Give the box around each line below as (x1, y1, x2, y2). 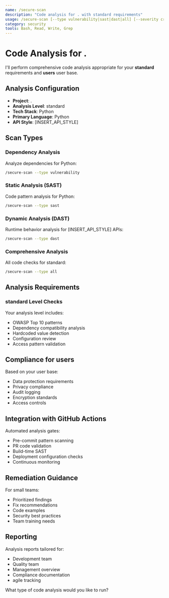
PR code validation (12, 443, 52, 449)
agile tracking (12, 577, 41, 583)
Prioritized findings (12, 497, 52, 503)
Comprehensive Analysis (5, 248, 68, 255)
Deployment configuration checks (12, 454, 83, 460)
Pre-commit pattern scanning (12, 437, 74, 443)
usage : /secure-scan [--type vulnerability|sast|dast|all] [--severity (5, 17, 158, 22)
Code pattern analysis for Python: (5, 193, 75, 199)
